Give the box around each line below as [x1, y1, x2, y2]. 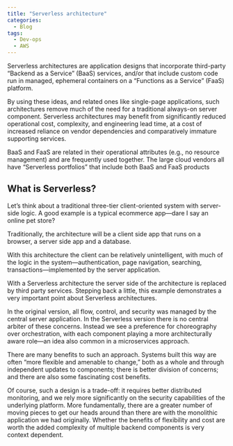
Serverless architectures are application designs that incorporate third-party [7, 62, 226, 70]
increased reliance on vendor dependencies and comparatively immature [7, 127, 217, 135]
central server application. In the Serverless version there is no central [7, 314, 209, 323]
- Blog [13, 23, 33, 30]
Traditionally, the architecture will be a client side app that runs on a [7, 229, 202, 238]
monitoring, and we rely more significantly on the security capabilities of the [7, 393, 225, 401]
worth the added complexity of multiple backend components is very [7, 423, 205, 431]
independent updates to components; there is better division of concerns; [7, 365, 219, 374]
